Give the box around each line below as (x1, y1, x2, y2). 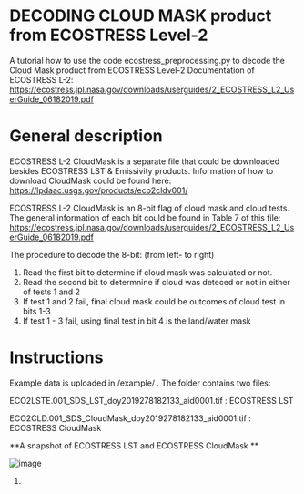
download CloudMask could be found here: (9, 175, 172, 186)
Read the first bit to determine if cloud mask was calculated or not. (22, 266, 273, 278)
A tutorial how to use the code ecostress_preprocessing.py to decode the (9, 55, 285, 66)
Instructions (9, 347, 104, 368)
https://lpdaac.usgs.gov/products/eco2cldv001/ (9, 184, 188, 196)
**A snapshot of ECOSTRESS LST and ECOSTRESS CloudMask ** (9, 439, 259, 451)
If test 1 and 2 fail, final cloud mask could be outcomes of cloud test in (22, 295, 286, 306)
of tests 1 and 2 (22, 286, 80, 297)
